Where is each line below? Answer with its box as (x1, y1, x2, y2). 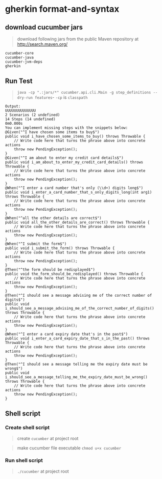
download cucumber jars (5, 23, 83, 31)
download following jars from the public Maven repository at (17, 36, 139, 42)
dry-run (17, 95, 33, 100)
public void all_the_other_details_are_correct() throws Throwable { (5, 220, 150, 225)
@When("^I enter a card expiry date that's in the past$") (5, 332, 128, 337)
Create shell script (5, 424, 50, 431)
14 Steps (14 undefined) (5, 116, 56, 121)
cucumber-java (5, 55, 34, 60)
